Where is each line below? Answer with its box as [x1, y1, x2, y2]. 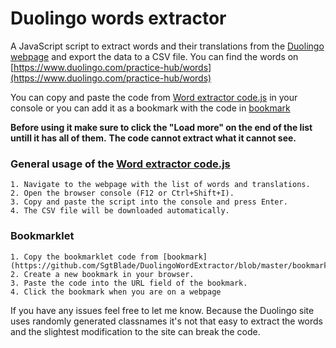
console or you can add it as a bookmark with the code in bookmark [10, 102, 291, 114]
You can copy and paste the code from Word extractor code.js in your [10, 91, 298, 103]
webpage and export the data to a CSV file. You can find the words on [10, 50, 299, 62]
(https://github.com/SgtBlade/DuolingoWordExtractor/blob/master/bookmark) [10, 260, 333, 271]
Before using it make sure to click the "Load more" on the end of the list [10, 121, 313, 133]
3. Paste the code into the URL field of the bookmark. [10, 278, 248, 288]
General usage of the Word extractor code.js [10, 157, 231, 171]
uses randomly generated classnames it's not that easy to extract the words [10, 315, 323, 327]
